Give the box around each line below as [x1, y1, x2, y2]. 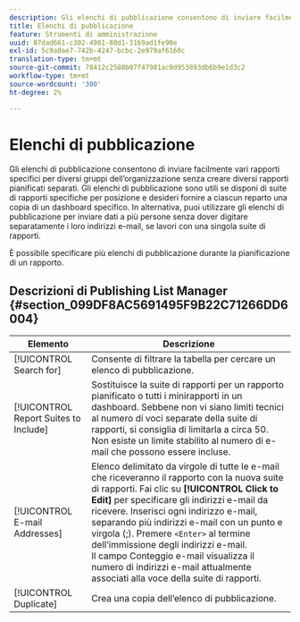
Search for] [13, 364, 62, 377]
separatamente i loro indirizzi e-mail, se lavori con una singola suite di [9, 221, 266, 232]
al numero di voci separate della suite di [91, 413, 258, 425]
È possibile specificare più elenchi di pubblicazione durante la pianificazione [9, 248, 290, 259]
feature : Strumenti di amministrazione [9, 30, 158, 38]
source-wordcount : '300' [9, 80, 102, 89]
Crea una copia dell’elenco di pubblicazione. [91, 592, 277, 605]
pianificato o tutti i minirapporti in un [91, 390, 243, 403]
